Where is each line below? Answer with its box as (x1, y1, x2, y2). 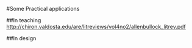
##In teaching (6, 17, 41, 23)
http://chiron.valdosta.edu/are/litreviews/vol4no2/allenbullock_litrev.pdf (6, 23, 186, 30)
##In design (6, 35, 37, 41)
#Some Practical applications (6, 5, 80, 12)
